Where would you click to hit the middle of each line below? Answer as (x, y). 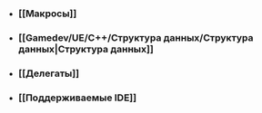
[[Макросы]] (47, 14)
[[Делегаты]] (49, 73)
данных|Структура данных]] (86, 49)
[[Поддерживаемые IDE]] (77, 98)
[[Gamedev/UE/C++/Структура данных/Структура (136, 37)
